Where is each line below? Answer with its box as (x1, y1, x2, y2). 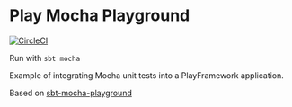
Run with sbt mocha (9, 52, 81, 63)
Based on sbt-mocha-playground (9, 87, 132, 98)
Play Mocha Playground (9, 5, 190, 26)
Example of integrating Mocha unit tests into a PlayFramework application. (9, 69, 285, 81)
